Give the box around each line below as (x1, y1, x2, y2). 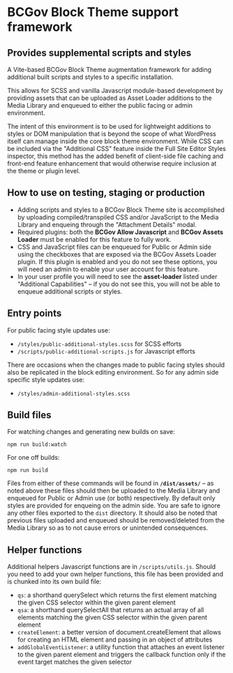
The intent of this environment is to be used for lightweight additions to (7, 122, 211, 130)
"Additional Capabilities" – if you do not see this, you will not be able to (17, 280, 221, 288)
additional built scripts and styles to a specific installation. (7, 73, 174, 81)
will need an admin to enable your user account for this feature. (17, 265, 200, 273)
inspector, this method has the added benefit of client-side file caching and (7, 152, 224, 160)
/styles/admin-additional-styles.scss (17, 390, 130, 397)
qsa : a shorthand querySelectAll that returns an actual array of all (17, 606, 204, 614)
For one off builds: (7, 454, 60, 462)
